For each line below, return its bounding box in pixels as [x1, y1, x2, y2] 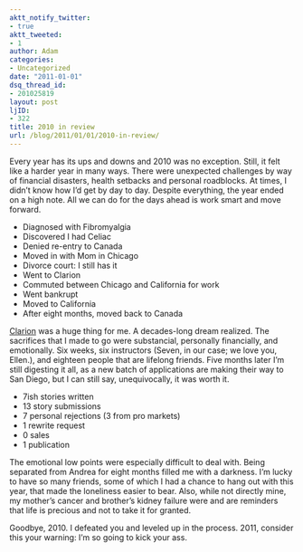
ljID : [9, 106, 30, 115]
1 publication [22, 439, 71, 450]
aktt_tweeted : [9, 30, 63, 39]
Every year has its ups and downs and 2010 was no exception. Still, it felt [9, 156, 280, 167]
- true [9, 22, 34, 31]
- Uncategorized [9, 64, 71, 73]
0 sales [22, 429, 50, 440]
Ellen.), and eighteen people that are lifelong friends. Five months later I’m [9, 354, 285, 365]
